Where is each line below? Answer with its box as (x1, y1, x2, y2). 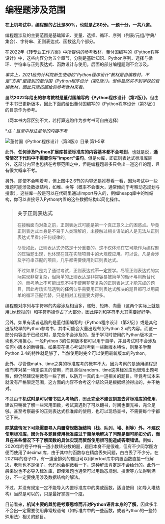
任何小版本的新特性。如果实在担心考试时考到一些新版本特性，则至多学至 (5, 344, 151, 350)
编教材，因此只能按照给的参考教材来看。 (5, 84, 87, 90)
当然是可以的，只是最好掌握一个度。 (13, 491, 87, 497)
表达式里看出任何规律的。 (17, 234, 69, 240)
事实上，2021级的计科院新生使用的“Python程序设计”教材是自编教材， (5, 72, 145, 77)
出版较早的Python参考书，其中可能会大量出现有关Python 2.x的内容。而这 (5, 326, 153, 332)
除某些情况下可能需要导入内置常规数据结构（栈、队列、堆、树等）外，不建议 (5, 425, 160, 431)
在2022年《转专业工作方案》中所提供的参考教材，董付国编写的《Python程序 (5, 49, 159, 55)
